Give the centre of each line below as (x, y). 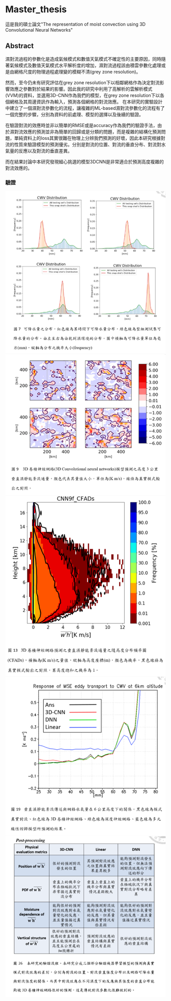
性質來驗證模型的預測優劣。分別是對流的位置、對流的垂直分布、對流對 (88, 144)
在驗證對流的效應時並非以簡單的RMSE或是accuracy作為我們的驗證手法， (81, 125)
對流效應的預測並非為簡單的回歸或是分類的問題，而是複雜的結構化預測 (88, 132)
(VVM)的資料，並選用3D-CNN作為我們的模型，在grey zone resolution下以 (83, 95)
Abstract (20, 46)
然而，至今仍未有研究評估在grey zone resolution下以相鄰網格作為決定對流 (82, 82)
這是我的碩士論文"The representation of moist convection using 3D (76, 24)
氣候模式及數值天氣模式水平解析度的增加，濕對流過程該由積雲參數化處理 (85, 65)
